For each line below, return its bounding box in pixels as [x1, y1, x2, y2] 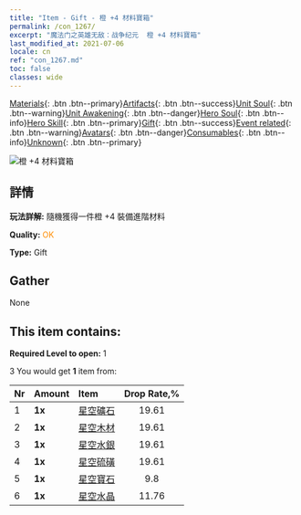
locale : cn [9, 47, 51, 57]
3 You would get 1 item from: [9, 366, 117, 377]
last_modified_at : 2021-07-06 [9, 38, 125, 48]
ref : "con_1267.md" [9, 56, 84, 65]
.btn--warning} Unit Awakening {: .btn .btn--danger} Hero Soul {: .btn [9, 107, 261, 119]
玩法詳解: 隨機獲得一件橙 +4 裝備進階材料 [9, 211, 166, 222]
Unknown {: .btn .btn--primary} [26, 136, 142, 147]
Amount [33, 387, 70, 400]
